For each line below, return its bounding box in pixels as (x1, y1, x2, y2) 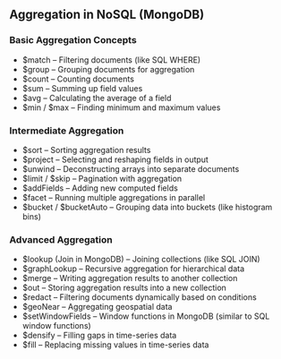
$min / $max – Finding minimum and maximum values (21, 102, 221, 113)
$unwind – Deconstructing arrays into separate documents (21, 163, 240, 174)
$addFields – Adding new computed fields (21, 183, 179, 193)
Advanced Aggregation (9, 233, 114, 245)
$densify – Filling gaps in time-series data (21, 330, 177, 341)
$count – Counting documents (21, 73, 134, 84)
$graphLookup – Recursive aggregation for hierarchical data (21, 263, 245, 274)
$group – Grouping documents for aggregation (21, 64, 195, 74)
